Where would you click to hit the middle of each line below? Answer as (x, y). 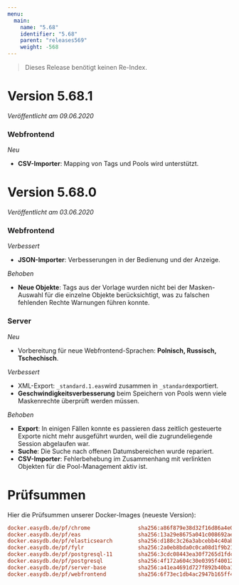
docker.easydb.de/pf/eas (44, 534)
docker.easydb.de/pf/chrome (49, 528)
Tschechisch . (38, 358)
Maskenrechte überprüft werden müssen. (79, 400)
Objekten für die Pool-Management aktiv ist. (83, 466)
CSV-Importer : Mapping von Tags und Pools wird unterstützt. (108, 164)
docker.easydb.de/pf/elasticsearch (60, 541)
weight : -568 (39, 47)
